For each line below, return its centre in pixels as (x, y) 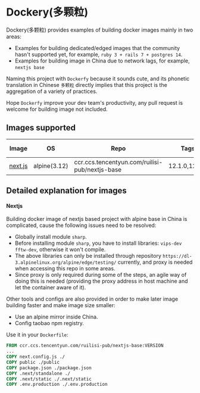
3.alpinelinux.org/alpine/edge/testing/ (65, 263)
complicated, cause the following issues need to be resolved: (81, 225)
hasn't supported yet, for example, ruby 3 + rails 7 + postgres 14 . (99, 54)
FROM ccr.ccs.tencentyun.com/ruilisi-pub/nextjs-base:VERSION (85, 346)
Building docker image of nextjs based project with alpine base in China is (97, 219)
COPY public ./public (33, 362)
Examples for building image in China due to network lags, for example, (102, 61)
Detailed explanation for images (66, 191)
